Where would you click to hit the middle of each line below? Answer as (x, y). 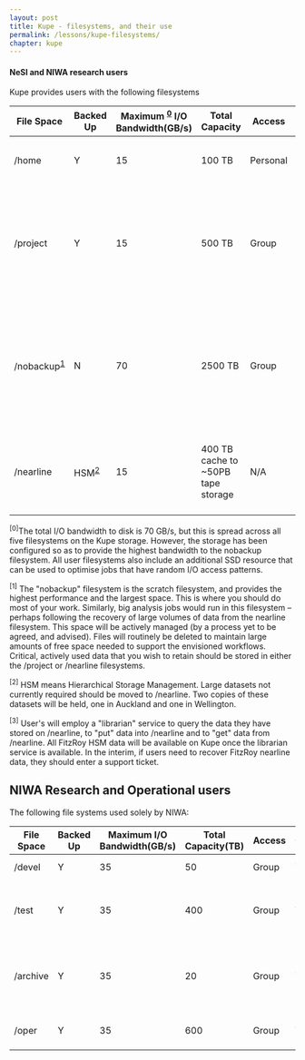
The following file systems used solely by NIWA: (99, 812)
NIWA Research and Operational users (120, 790)
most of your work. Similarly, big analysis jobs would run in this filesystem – (151, 608)
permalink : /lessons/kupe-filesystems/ (85, 34)
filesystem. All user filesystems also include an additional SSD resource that (151, 560)
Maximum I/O (138, 834)
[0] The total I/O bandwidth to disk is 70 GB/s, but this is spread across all (145, 530)
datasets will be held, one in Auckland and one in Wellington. (123, 704)
